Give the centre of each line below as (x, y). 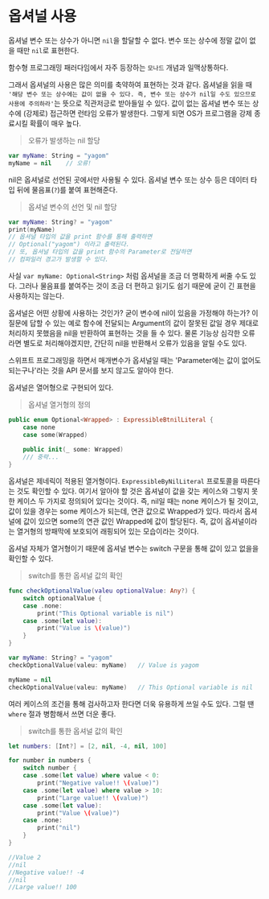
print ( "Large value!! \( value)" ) (93, 798)
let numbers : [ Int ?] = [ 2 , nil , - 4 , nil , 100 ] (88, 746)
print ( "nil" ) (59, 828)
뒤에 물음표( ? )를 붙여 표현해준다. (67, 189)
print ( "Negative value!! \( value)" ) (98, 783)
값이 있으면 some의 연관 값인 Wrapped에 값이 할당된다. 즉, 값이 (123, 522)
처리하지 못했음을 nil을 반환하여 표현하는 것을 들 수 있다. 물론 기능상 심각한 (124, 333)
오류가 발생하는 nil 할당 (64, 140)
